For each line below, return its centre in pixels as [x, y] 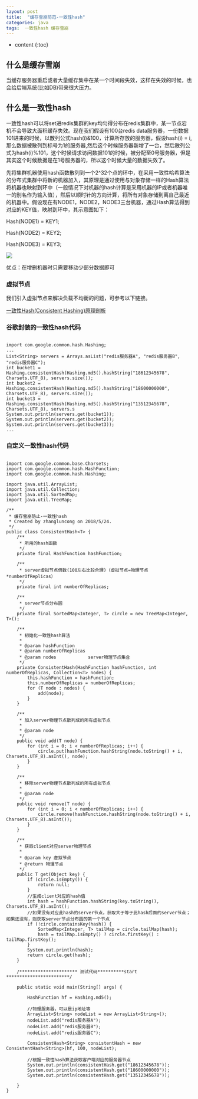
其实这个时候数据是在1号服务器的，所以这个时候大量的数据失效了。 [87, 160]
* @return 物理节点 [41, 864]
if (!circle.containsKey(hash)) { [70, 924]
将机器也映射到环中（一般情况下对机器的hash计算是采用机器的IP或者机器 [94, 187]
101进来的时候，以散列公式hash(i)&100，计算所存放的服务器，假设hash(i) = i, [99, 138]
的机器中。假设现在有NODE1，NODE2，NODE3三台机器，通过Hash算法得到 [98, 202]
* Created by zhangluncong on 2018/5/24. [60, 521]
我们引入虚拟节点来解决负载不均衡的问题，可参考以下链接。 [78, 298]
